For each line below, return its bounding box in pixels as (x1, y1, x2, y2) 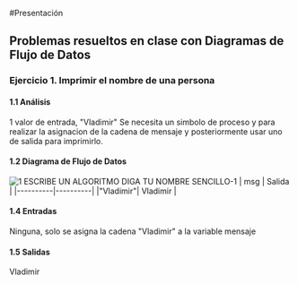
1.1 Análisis (9, 96, 51, 107)
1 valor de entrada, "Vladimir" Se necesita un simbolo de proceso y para (9, 116, 276, 127)
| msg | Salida (239, 176, 290, 186)
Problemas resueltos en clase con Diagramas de (9, 33, 285, 48)
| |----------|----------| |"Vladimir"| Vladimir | (9, 185, 177, 196)
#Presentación (9, 8, 64, 18)
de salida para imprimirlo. (9, 135, 103, 146)
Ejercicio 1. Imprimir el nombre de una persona (9, 74, 215, 87)
